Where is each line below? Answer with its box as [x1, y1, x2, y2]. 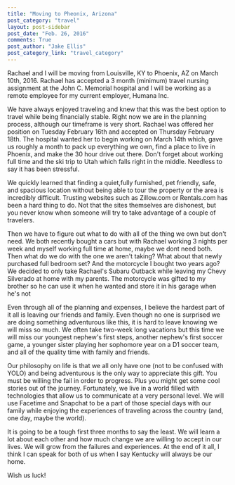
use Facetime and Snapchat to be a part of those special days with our [7, 398, 212, 407]
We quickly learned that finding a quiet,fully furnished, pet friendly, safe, [7, 178, 217, 187]
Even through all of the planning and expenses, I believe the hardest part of [7, 303, 225, 311]
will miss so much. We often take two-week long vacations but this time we [7, 325, 224, 334]
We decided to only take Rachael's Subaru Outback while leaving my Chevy [7, 267, 227, 275]
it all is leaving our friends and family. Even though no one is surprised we [7, 310, 221, 319]
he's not [7, 289, 32, 298]
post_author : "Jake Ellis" [7, 43, 86, 50]
